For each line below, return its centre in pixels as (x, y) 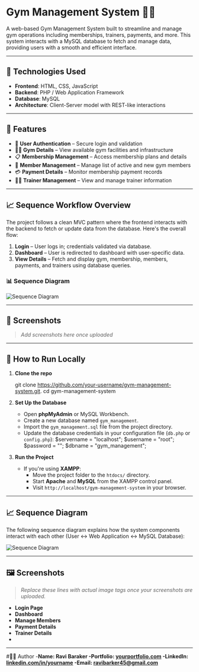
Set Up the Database (41, 402)
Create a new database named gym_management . (81, 420)
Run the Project (34, 457)
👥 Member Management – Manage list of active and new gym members (103, 165)
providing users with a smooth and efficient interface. (71, 47)
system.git (27, 391)
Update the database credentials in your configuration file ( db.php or (107, 433)
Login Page (29, 607)
